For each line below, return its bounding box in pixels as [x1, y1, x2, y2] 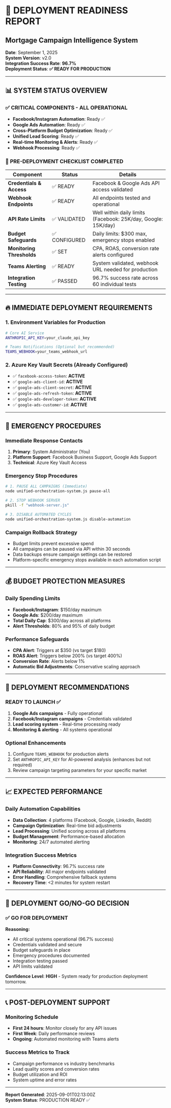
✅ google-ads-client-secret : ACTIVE [12, 384, 92, 390]
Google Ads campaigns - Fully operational [12, 710, 103, 716]
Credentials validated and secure [12, 941, 82, 947]
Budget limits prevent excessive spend [12, 540, 94, 547]
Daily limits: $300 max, [92, 230, 148, 237]
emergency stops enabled [92, 236, 155, 244]
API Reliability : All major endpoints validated [12, 868, 106, 875]
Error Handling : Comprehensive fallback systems [12, 874, 117, 880]
